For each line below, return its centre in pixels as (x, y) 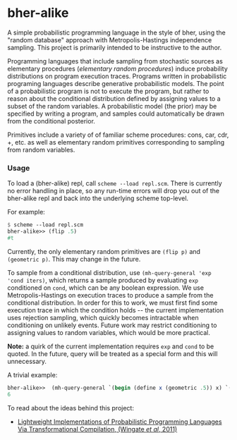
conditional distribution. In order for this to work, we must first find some (113, 302)
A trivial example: (32, 374)
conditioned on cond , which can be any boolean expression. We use (106, 288)
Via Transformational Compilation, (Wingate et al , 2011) (97, 429)
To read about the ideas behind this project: (71, 408)
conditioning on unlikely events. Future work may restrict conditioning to (112, 325)
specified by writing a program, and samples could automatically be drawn (116, 114)
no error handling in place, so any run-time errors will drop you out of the (114, 191)
